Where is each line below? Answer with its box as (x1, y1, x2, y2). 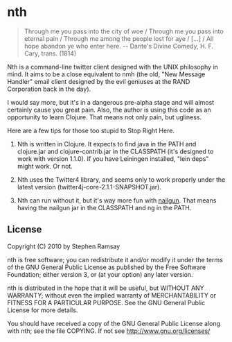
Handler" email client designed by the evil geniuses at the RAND (7, 77, 190, 85)
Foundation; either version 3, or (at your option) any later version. (7, 270, 193, 278)
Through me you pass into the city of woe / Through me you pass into (24, 27, 224, 35)
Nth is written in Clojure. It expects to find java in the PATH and (17, 139, 197, 148)
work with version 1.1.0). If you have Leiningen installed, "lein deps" (17, 154, 209, 163)
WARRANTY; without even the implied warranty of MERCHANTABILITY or (7, 291, 217, 299)
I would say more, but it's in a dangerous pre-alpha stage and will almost (7, 98, 215, 106)
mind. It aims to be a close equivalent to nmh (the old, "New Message (7, 70, 206, 78)
